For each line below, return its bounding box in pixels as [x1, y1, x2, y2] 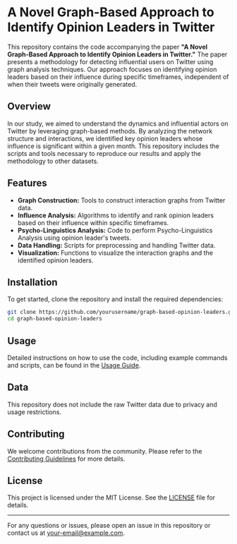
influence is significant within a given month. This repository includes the [7, 142, 220, 150]
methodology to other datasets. [7, 157, 99, 165]
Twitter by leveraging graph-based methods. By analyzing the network [7, 126, 213, 135]
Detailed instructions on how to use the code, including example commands [7, 353, 228, 362]
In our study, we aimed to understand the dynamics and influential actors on [7, 119, 229, 128]
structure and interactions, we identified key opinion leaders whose [7, 134, 203, 143]
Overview [7, 100, 51, 113]
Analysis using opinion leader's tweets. [17, 234, 132, 242]
